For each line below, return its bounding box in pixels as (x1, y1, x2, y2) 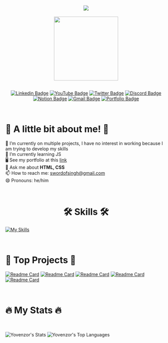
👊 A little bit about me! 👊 (5, 123, 109, 135)
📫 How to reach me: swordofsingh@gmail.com (5, 170, 106, 176)
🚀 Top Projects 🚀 (5, 255, 76, 266)
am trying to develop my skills (5, 146, 68, 152)
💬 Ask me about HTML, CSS (5, 164, 65, 170)
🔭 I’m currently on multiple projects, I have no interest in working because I (5, 140, 163, 146)
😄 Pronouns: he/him (5, 177, 49, 184)
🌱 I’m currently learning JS (5, 151, 61, 157)
